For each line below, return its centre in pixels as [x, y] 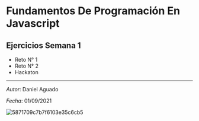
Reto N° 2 [26, 66]
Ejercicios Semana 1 [44, 45]
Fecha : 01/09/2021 [29, 101]
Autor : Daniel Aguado [32, 89]
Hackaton [26, 72]
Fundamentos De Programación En [93, 11]
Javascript [33, 23]
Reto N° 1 [26, 60]
